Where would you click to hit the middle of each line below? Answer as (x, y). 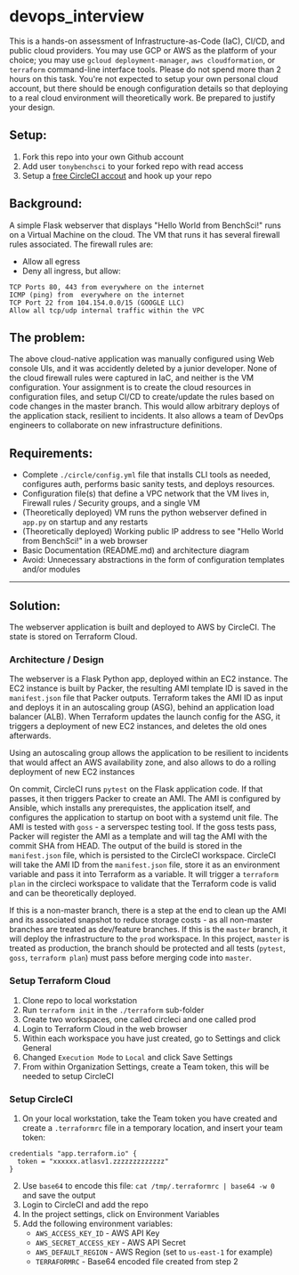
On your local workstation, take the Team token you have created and (149, 1118)
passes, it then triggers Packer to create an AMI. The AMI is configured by (145, 799)
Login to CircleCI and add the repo (85, 1205)
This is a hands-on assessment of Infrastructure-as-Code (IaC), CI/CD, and (147, 41)
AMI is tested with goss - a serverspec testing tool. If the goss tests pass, (143, 827)
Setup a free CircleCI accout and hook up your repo (117, 175)
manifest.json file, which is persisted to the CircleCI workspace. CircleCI (143, 856)
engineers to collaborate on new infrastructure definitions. (116, 426)
